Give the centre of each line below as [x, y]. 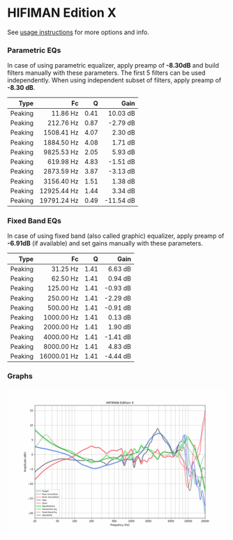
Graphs [20, 376]
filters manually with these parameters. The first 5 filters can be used [106, 73]
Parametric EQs [34, 50]
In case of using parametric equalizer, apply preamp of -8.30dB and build [113, 66]
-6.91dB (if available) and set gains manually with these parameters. [105, 243]
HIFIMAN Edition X [62, 13]
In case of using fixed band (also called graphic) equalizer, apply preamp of [116, 236]
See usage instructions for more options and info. [78, 32]
